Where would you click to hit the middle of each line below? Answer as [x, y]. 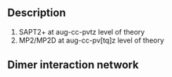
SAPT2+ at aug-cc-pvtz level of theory [82, 31]
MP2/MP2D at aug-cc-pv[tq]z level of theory [91, 40]
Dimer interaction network [73, 65]
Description [37, 13]
